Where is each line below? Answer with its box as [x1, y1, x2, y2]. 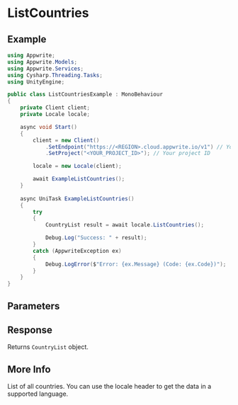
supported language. [7, 389, 69, 398]
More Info [7, 363, 51, 375]
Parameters [7, 300, 60, 312]
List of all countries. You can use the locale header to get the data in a [7, 382, 212, 391]
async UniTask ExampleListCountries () [20, 195, 135, 202]
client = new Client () [33, 137, 100, 144]
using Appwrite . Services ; [7, 65, 84, 72]
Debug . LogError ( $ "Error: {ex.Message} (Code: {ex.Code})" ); [45, 261, 227, 268]
